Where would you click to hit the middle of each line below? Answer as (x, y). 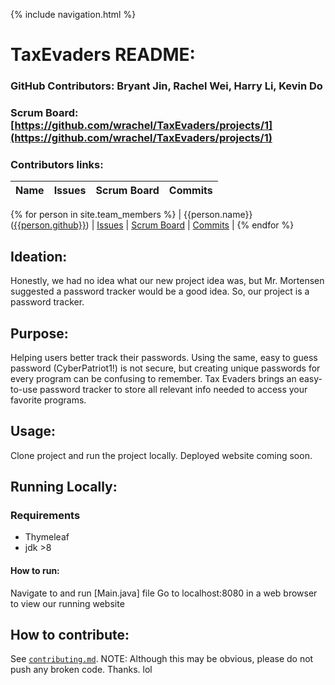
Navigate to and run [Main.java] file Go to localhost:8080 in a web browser (164, 593)
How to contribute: (70, 635)
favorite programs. (48, 400)
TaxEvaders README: (103, 55)
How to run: (35, 571)
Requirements (45, 516)
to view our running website (67, 603)
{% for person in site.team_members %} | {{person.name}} (131, 215)
